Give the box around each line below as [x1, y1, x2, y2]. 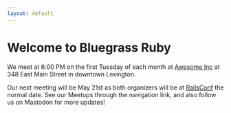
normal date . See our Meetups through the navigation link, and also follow [7, 90, 217, 99]
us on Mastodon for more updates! [7, 98, 105, 106]
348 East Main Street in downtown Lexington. [7, 70, 136, 78]
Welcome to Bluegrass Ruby [7, 39, 172, 55]
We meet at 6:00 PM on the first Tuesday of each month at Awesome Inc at [7, 63, 220, 71]
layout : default [7, 10, 54, 17]
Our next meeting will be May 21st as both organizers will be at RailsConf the [7, 83, 225, 92]
